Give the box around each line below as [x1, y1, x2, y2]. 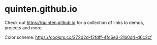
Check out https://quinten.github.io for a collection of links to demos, [4, 20, 145, 25]
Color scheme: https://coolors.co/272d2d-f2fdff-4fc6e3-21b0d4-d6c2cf [4, 34, 152, 40]
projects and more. [4, 24, 43, 30]
